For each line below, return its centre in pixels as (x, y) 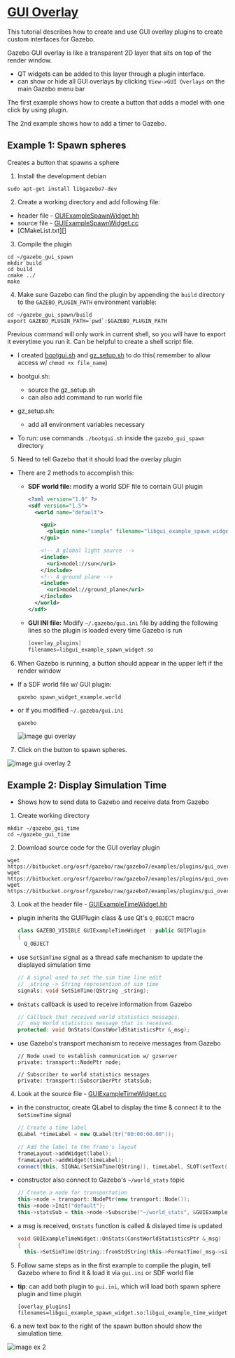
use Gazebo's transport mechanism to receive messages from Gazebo (119, 1043)
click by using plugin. (38, 110)
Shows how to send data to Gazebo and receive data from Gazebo (113, 802)
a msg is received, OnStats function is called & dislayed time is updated (120, 1225)
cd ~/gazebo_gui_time (39, 835)
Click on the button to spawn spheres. (72, 749)
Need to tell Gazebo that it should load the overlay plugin (99, 459)
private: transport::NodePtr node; (69, 1062)
